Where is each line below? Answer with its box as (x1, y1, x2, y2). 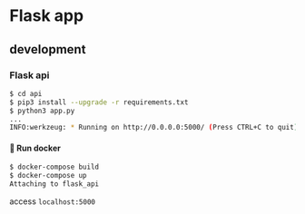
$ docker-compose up (9, 171, 88, 180)
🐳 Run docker (9, 142, 61, 153)
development (9, 42, 86, 57)
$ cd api (9, 89, 43, 98)
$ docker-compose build (9, 162, 100, 172)
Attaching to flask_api (9, 180, 100, 189)
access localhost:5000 (9, 196, 95, 207)
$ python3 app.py (9, 106, 75, 115)
